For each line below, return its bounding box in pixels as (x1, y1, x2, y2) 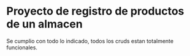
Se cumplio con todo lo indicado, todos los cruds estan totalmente (6, 37, 173, 44)
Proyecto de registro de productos (6, 4, 184, 18)
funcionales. (6, 44, 38, 51)
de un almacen (6, 17, 83, 31)
